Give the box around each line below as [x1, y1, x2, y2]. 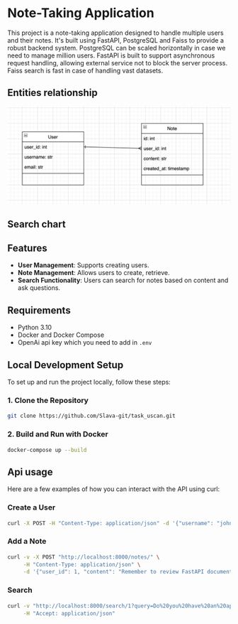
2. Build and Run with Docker [7, 429, 108, 439]
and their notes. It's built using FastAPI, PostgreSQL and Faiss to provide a [7, 36, 225, 44]
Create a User [7, 502, 56, 512]
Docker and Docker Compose [17, 330, 105, 339]
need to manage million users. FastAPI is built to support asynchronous [7, 51, 215, 60]
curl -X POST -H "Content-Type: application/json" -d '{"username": [7, 520, 214, 527]
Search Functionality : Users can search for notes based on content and [17, 276, 229, 285]
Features [7, 242, 47, 254]
